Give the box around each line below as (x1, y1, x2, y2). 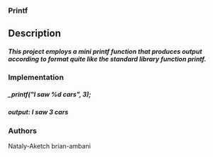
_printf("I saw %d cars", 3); (8, 90, 92, 98)
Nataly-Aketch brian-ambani (8, 142, 91, 150)
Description (8, 28, 61, 40)
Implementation (8, 73, 65, 83)
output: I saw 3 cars (8, 108, 69, 117)
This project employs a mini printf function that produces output (8, 47, 202, 55)
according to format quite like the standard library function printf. (8, 54, 207, 63)
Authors (8, 126, 38, 136)
